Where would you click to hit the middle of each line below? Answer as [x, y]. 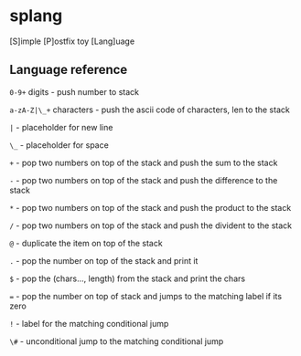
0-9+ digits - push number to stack [75, 91]
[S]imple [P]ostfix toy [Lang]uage [72, 41]
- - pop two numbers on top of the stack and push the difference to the [144, 180]
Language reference [69, 70]
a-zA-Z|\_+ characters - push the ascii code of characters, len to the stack [150, 110]
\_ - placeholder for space [59, 145]
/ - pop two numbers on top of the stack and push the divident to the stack [151, 225]
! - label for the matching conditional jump [89, 323]
